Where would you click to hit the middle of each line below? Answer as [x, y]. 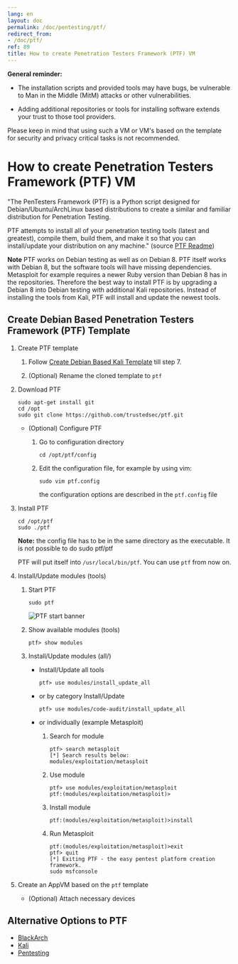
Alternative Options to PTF [67, 921]
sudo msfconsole [74, 871]
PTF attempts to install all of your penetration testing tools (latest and [108, 230]
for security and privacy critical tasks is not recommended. [93, 138]
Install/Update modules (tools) [62, 576]
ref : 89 [19, 47]
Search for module [77, 736]
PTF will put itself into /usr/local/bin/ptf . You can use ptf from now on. [124, 562]
